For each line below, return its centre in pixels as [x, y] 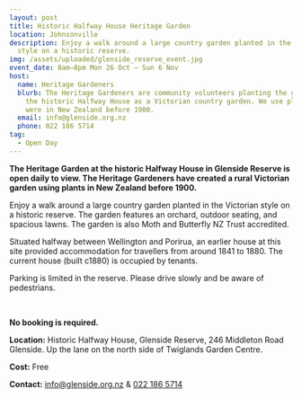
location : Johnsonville [54, 34]
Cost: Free [29, 367]
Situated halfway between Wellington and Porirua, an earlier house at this [145, 241]
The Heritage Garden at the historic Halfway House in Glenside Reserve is [150, 168]
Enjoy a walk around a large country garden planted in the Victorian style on [150, 205]
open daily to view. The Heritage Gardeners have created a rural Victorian [149, 178]
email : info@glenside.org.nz [72, 118]
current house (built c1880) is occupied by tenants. [104, 261]
